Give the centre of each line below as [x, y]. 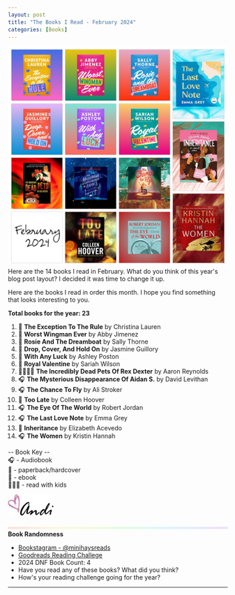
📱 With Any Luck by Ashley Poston [68, 357]
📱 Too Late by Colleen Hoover [61, 400]
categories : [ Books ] [38, 29]
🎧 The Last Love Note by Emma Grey [73, 418]
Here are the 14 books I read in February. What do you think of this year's [113, 272]
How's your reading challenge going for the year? [89, 578]
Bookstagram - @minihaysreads [64, 548]
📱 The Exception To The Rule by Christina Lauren [89, 327]
